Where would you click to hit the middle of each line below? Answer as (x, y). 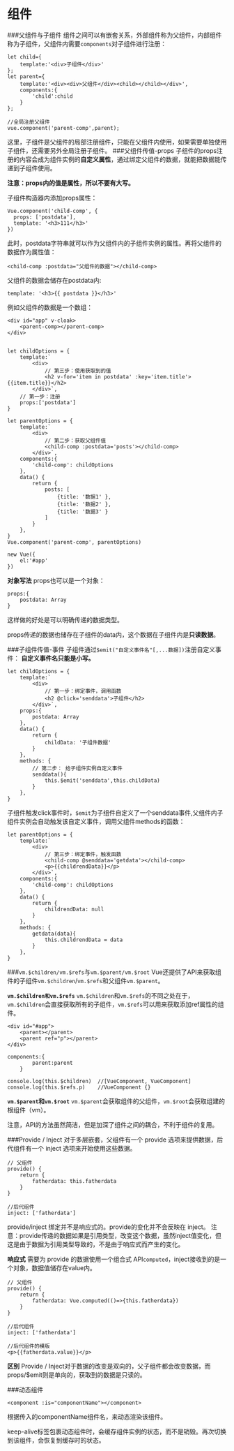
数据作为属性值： (32, 251)
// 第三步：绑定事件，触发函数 (83, 854)
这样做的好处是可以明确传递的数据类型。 (65, 619)
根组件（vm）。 (29, 1110)
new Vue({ (22, 554)
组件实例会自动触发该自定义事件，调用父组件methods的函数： (96, 821)
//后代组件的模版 (29, 1346)
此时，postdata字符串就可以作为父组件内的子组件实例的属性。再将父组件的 (114, 243)
